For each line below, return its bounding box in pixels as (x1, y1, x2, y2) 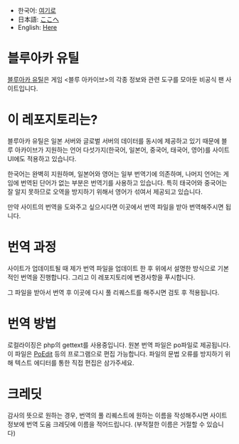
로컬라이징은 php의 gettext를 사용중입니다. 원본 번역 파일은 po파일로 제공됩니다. (7, 341, 231, 349)
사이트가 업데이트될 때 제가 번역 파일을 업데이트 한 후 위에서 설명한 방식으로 (7, 264, 216, 272)
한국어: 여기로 (17, 6, 57, 14)
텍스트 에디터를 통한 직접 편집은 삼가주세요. (14, 358, 135, 367)
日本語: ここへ (17, 15, 59, 24)
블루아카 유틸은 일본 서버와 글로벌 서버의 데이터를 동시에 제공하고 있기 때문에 (7, 136, 221, 145)
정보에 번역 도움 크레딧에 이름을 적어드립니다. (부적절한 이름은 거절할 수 (7, 420, 205, 428)
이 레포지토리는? (7, 112, 98, 128)
